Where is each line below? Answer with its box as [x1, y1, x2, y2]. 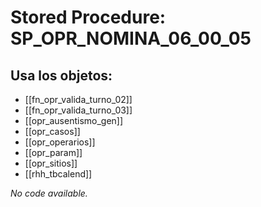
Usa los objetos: [10, 67, 113, 84]
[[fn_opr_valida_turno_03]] [24, 104, 133, 116]
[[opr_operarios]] [24, 136, 96, 148]
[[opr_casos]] [24, 126, 81, 137]
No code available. [10, 187, 88, 199]
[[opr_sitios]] [24, 157, 78, 169]
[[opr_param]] [24, 147, 83, 158]
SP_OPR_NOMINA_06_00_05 [10, 27, 252, 50]
